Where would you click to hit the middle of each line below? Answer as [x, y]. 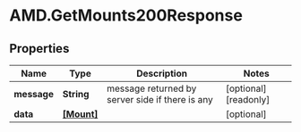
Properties [39, 49]
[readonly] [248, 99]
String [76, 94]
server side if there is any [159, 99]
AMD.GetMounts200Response [126, 16]
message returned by [151, 88]
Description [162, 74]
